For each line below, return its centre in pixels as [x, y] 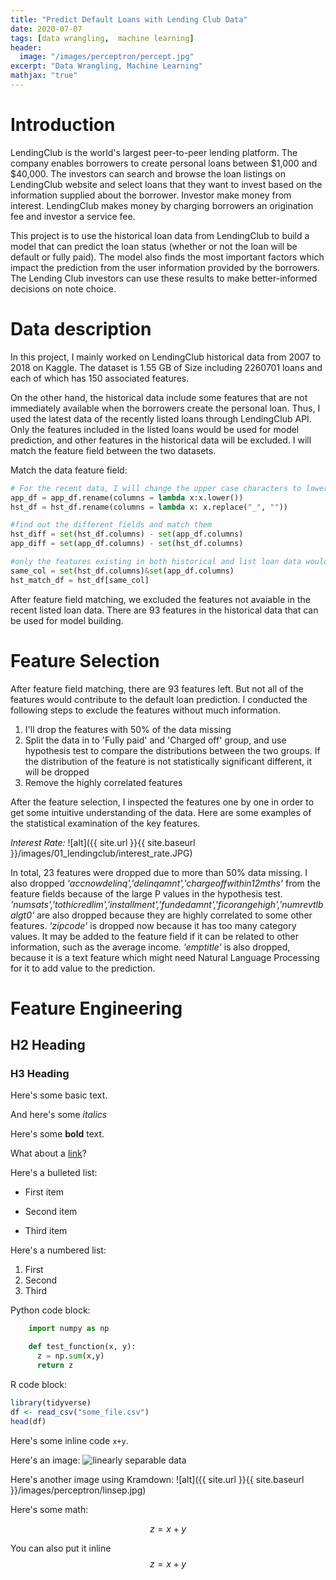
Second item [51, 1212]
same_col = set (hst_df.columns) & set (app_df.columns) [122, 571]
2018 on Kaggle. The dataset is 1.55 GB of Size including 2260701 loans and [166, 367]
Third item [46, 1231]
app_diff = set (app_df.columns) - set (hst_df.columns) [127, 544]
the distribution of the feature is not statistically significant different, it [168, 761]
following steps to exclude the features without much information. [145, 710]
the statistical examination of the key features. [105, 823]
